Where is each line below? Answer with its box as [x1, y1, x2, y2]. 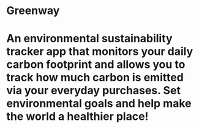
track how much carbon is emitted [6, 71, 184, 84]
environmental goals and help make [6, 97, 192, 111]
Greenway [6, 4, 60, 18]
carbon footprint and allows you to [6, 57, 186, 72]
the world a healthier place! [6, 109, 149, 123]
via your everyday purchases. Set [6, 84, 181, 98]
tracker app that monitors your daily [6, 45, 193, 59]
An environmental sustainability [6, 32, 173, 46]
